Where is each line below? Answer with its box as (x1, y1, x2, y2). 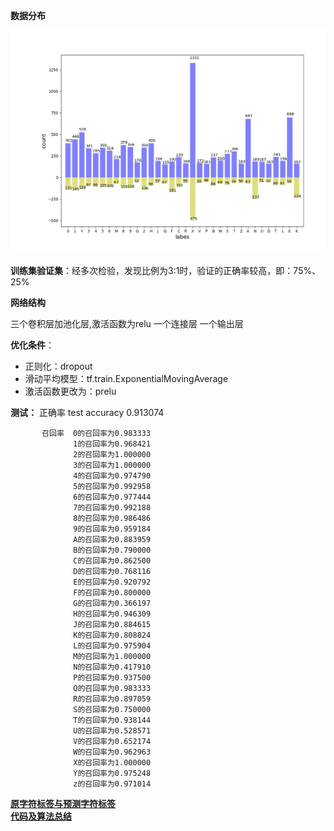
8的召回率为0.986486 (73, 513, 152, 523)
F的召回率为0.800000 (73, 587, 152, 598)
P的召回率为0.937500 (73, 672, 152, 683)
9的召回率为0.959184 (73, 524, 152, 534)
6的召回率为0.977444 (73, 492, 152, 502)
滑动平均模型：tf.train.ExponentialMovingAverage (24, 372, 229, 384)
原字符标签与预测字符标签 (10, 797, 116, 809)
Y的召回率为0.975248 (73, 768, 152, 778)
